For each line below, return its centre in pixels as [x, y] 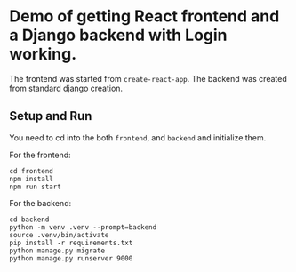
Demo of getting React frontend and [144, 16]
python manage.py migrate [57, 251]
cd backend [29, 220]
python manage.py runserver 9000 [71, 258]
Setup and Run [51, 116]
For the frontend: [40, 155]
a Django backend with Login [119, 35]
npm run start [36, 187]
